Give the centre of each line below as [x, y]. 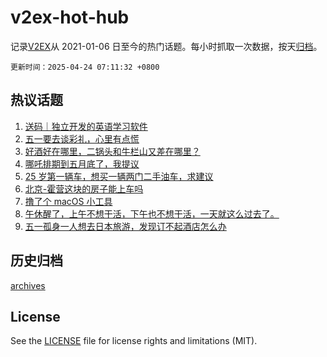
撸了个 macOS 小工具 [68, 201]
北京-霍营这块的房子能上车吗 [84, 188]
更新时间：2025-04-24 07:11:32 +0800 [85, 67]
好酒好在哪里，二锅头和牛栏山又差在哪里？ [112, 151]
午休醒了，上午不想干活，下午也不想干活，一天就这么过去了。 [152, 213]
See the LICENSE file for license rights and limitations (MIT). [134, 341]
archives [28, 285]
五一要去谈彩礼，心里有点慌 [82, 138]
